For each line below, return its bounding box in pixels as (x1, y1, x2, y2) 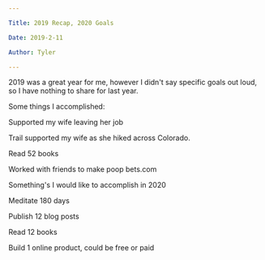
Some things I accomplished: (8, 102, 105, 112)
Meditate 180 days (8, 196, 71, 206)
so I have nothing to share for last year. (8, 86, 139, 96)
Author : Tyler (8, 48, 57, 57)
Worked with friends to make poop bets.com (8, 164, 157, 174)
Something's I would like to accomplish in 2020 (8, 180, 166, 190)
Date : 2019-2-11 (8, 33, 63, 41)
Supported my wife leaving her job (8, 117, 124, 127)
